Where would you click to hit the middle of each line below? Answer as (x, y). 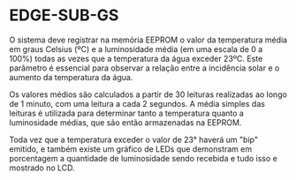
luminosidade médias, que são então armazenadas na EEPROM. (125, 122)
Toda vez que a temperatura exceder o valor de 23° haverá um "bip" (134, 139)
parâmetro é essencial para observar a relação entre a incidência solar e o (144, 68)
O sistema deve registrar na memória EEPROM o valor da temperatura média (148, 40)
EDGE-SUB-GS (64, 15)
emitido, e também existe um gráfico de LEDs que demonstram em (131, 149)
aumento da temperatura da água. (71, 77)
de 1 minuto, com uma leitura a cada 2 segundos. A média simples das (137, 103)
